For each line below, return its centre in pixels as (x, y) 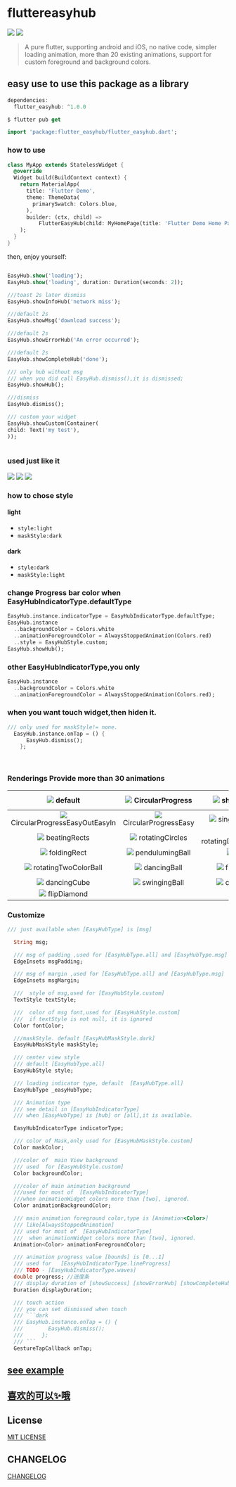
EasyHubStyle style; (44, 1071)
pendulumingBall (163, 853)
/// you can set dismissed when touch (71, 1309)
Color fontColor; (39, 1026)
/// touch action (39, 1303)
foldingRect (68, 853)
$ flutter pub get (34, 120)
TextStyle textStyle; (45, 1000)
